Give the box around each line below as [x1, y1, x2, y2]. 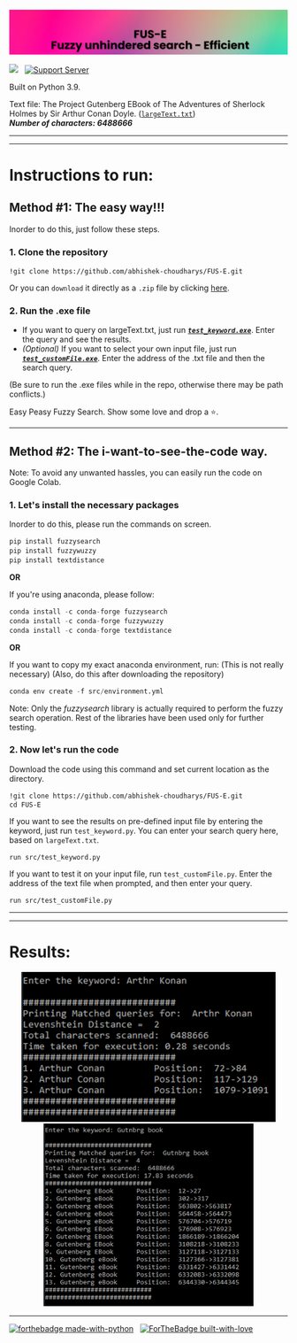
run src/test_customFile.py [9, 896, 113, 905]
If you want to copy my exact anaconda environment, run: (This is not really [9, 659, 285, 669]
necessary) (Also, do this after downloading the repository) [9, 668, 225, 679]
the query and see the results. [21, 334, 132, 345]
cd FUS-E [9, 800, 42, 809]
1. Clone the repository [9, 245, 109, 258]
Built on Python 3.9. [9, 81, 81, 92]
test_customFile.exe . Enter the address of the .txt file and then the [21, 353, 265, 364]
